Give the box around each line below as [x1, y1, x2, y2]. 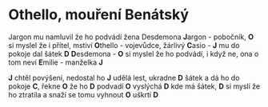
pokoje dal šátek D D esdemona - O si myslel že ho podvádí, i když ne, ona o [8, 49, 259, 58]
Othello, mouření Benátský [8, 6, 190, 24]
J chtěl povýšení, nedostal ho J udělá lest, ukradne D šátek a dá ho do [8, 73, 240, 82]
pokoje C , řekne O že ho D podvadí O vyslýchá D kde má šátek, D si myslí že [8, 81, 261, 91]
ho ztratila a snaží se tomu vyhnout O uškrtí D [8, 89, 158, 99]
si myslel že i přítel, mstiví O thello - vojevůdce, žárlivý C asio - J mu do [8, 40, 240, 50]
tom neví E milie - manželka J [8, 57, 103, 67]
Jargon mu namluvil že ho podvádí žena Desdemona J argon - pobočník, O [8, 32, 254, 42]
